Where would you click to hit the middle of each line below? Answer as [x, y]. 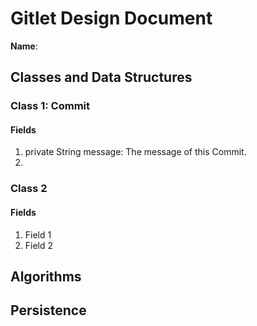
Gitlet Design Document [111, 18]
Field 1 [38, 234]
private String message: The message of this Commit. [135, 152]
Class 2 [29, 189]
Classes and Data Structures [101, 77]
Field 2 [39, 245]
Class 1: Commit [50, 106]
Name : [24, 46]
